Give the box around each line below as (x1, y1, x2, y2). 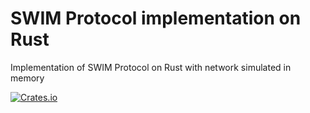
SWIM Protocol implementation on (10, 7, 302, 30)
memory (10, 72, 45, 84)
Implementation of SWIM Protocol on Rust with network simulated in (10, 61, 292, 73)
